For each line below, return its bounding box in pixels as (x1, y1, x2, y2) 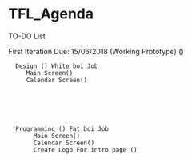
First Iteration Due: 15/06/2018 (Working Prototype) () (8, 46, 184, 56)
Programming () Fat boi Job (15, 124, 109, 132)
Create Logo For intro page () (33, 145, 137, 154)
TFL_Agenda (8, 5, 94, 23)
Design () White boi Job (15, 61, 98, 70)
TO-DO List (8, 31, 46, 41)
